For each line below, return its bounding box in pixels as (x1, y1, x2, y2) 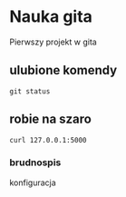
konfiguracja (9, 177, 56, 188)
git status (9, 86, 51, 96)
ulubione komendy (9, 63, 118, 78)
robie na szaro (9, 112, 92, 127)
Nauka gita (9, 6, 93, 27)
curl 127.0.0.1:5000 (9, 135, 88, 144)
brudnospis (9, 156, 62, 169)
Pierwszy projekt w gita (9, 36, 97, 47)
